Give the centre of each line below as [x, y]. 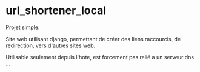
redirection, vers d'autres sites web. [51, 45]
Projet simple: [23, 27]
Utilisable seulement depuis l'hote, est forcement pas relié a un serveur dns [100, 57]
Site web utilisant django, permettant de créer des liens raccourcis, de [93, 39]
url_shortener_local [56, 11]
